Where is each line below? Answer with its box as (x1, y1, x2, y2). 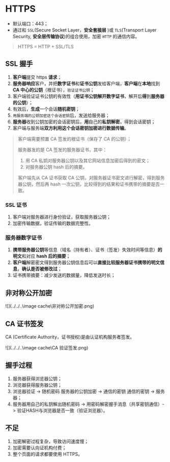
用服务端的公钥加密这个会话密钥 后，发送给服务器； (12, 112, 110, 118)
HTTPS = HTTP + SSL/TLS (17, 43, 74, 49)
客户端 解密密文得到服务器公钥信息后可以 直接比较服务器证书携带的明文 (12, 259, 160, 265)
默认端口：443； (12, 20, 48, 26)
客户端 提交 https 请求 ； (12, 74, 62, 80)
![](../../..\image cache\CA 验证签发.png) (5, 344, 89, 350)
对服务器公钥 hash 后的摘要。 (25, 164, 88, 170)
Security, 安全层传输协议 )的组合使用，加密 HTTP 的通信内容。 (12, 33, 140, 39)
